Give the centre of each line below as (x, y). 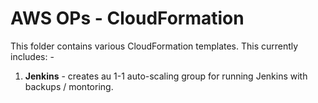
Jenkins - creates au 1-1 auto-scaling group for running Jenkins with (166, 76)
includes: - (32, 56)
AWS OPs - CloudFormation (127, 18)
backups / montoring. (69, 86)
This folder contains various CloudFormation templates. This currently (154, 46)
